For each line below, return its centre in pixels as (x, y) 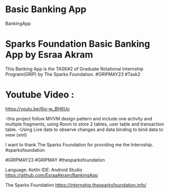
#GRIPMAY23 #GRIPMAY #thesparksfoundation (55, 160)
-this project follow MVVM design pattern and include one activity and (79, 118)
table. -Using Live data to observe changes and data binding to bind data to (84, 129)
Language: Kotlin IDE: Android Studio (44, 170)
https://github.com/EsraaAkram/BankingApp (52, 175)
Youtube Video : (40, 95)
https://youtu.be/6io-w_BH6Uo (38, 109)
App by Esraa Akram (49, 55)
